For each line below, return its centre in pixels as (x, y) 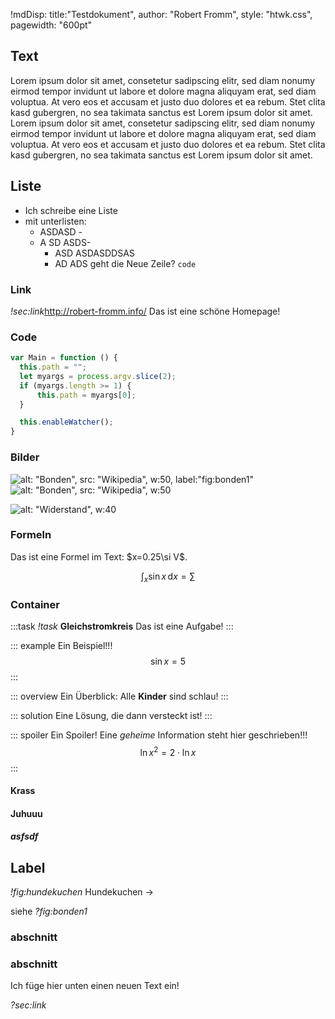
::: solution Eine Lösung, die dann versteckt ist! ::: (111, 715)
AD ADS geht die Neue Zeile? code (125, 263)
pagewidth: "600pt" (51, 25)
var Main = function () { (64, 358)
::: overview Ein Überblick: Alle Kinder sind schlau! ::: (119, 696)
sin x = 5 (168, 661)
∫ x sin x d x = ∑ (168, 577)
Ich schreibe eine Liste (71, 210)
